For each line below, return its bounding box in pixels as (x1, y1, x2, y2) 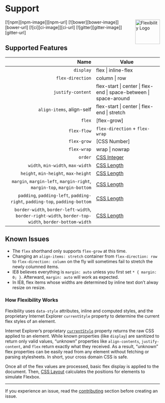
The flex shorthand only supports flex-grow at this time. (12, 248, 127, 254)
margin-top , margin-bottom (30, 184, 92, 190)
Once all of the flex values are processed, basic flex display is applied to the (5, 363, 159, 369)
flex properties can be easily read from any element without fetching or (5, 349, 149, 354)
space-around (96, 95, 130, 102)
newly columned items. (12, 264, 59, 269)
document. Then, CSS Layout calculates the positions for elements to (5, 369, 145, 375)
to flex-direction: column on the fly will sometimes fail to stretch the (12, 258, 153, 264)
